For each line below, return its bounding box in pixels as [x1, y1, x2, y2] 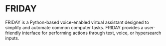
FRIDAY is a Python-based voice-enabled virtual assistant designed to [5, 19, 150, 25]
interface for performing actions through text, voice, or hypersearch [22, 30, 162, 36]
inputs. [5, 35, 19, 41]
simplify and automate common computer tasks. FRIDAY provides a [5, 24, 144, 30]
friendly [5, 30, 21, 36]
